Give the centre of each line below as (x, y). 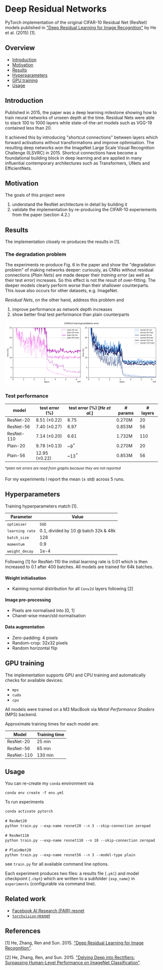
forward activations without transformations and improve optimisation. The (80, 142)
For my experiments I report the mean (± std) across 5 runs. (65, 479)
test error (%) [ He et (90, 408)
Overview (20, 48)
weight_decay (20, 551)
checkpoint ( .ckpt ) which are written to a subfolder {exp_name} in (70, 879)
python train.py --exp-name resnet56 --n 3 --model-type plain (70, 855)
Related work (25, 899)
